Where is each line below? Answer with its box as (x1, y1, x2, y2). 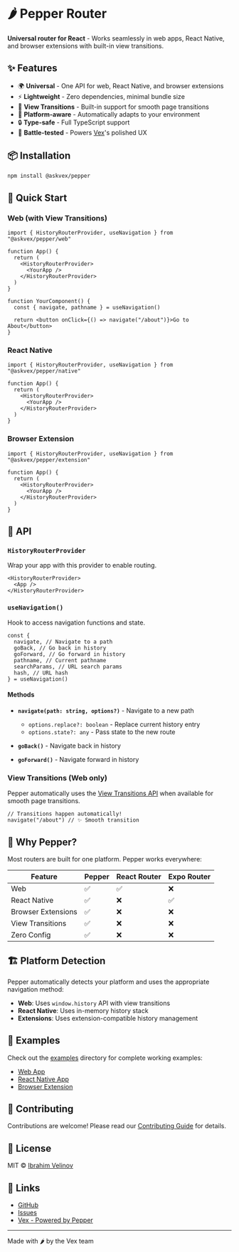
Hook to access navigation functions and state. (7, 618, 146, 627)
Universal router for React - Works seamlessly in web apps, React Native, (7, 33, 225, 43)
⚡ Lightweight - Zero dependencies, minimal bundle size (17, 92, 185, 100)
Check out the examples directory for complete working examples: (7, 1054, 203, 1062)
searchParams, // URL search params (14, 663, 122, 670)
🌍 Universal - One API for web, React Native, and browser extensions (17, 81, 224, 90)
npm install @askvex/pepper (7, 172, 91, 179)
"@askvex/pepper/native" (7, 368, 81, 375)
